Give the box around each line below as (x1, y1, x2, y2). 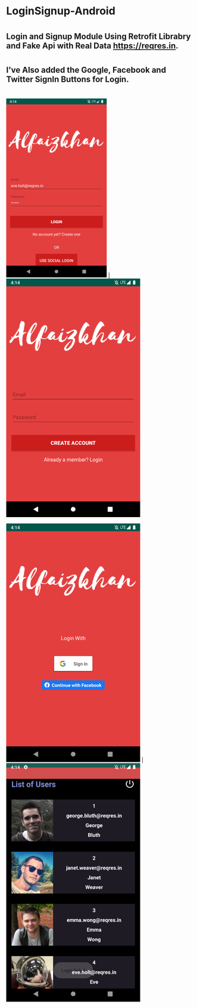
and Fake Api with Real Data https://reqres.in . (6, 41, 179, 51)
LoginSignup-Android (6, 4, 116, 18)
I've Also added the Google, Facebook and (6, 64, 167, 75)
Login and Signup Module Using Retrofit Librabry (6, 32, 191, 42)
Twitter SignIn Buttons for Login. (6, 74, 129, 84)
